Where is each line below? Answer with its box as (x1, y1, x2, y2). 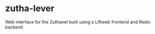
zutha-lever (5, 3, 54, 14)
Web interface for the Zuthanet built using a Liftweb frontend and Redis (5, 19, 151, 25)
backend (5, 24, 23, 30)
